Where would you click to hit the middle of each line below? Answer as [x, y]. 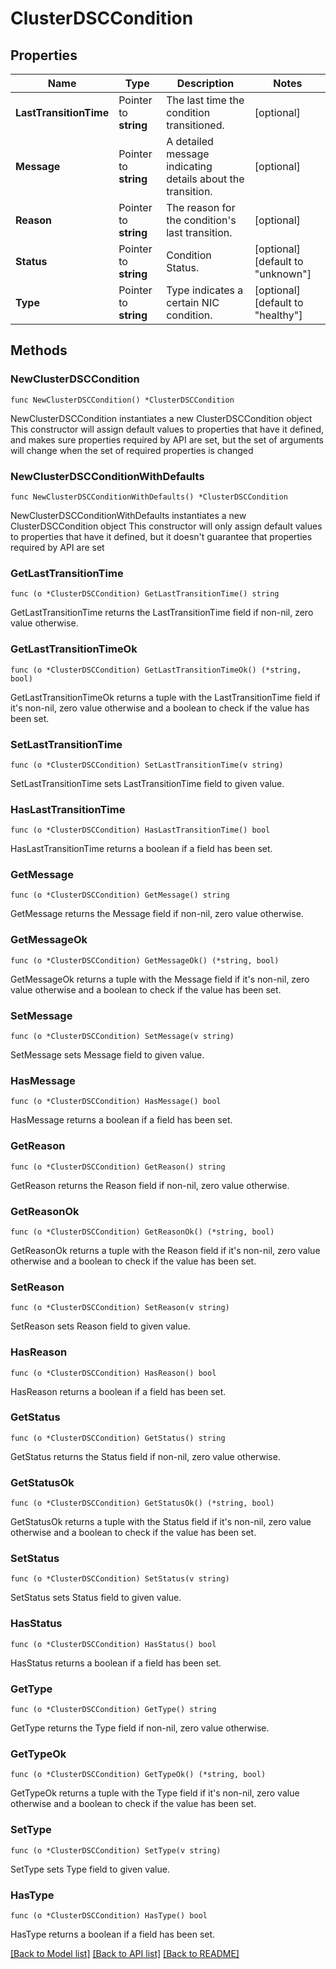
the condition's [201, 220]
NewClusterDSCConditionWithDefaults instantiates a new [128, 515]
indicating [189, 166]
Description [205, 83]
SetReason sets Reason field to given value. [100, 1326]
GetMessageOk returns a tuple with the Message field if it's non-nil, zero [160, 979]
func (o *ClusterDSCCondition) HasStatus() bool [113, 1644]
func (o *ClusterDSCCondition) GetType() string [113, 1710]
